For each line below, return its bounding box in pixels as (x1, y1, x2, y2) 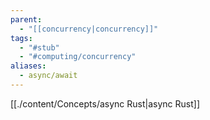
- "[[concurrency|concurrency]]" (19, 24, 159, 34)
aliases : (10, 61, 47, 71)
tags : (10, 33, 33, 43)
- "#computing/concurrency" (19, 52, 137, 62)
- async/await (19, 71, 78, 81)
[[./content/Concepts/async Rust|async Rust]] (10, 97, 200, 110)
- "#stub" (19, 42, 60, 53)
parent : (10, 14, 43, 25)
